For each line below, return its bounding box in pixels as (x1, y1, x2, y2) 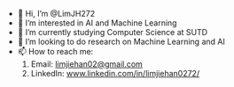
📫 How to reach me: (17, 47, 94, 56)
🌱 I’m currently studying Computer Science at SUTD (17, 27, 208, 37)
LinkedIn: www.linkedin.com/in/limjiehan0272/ (30, 69, 200, 78)
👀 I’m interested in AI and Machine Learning (17, 18, 177, 28)
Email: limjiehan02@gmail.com (30, 59, 144, 69)
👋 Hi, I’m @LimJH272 (17, 9, 96, 18)
